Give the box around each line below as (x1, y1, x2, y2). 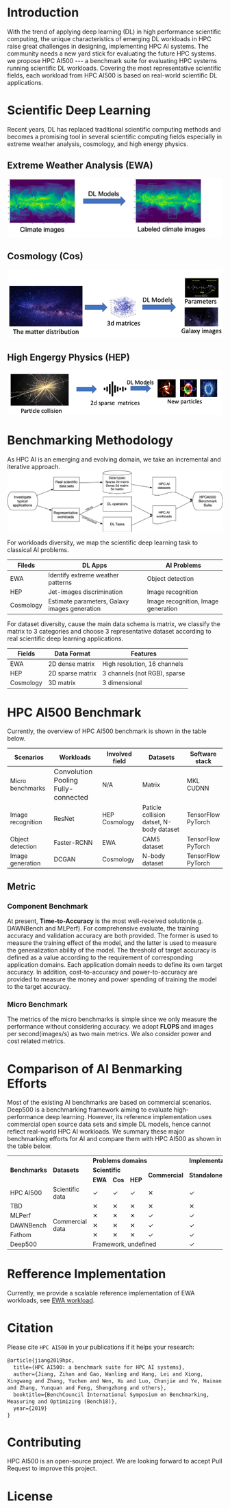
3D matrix (47, 679, 77, 687)
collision (142, 811, 166, 819)
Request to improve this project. (7, 1464, 97, 1472)
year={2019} (13, 1404, 48, 1412)
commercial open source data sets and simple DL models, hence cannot (7, 1120, 211, 1129)
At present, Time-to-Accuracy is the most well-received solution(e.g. (7, 917, 203, 925)
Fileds (17, 561, 36, 569)
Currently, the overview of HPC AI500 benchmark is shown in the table (7, 727, 207, 735)
